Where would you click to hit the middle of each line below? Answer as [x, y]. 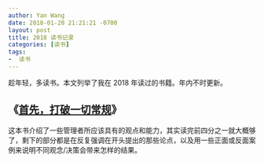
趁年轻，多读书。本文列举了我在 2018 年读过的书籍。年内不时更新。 [118, 83]
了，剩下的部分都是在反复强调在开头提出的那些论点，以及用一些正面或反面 [128, 140]
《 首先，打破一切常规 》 [65, 110]
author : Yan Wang [37, 15]
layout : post [29, 30]
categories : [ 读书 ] [39, 45]
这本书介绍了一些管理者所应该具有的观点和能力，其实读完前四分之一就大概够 [132, 130]
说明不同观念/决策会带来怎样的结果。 [82, 149]
